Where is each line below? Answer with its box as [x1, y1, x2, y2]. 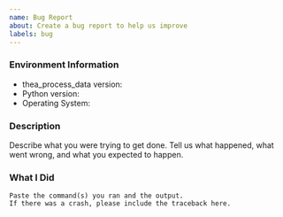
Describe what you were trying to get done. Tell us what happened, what [9, 139, 274, 151]
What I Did [9, 171, 55, 183]
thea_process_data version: [21, 79, 123, 89]
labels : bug [9, 29, 53, 38]
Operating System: [21, 97, 91, 108]
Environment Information [9, 58, 119, 71]
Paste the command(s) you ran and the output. [9, 191, 184, 200]
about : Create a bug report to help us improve [9, 21, 188, 30]
